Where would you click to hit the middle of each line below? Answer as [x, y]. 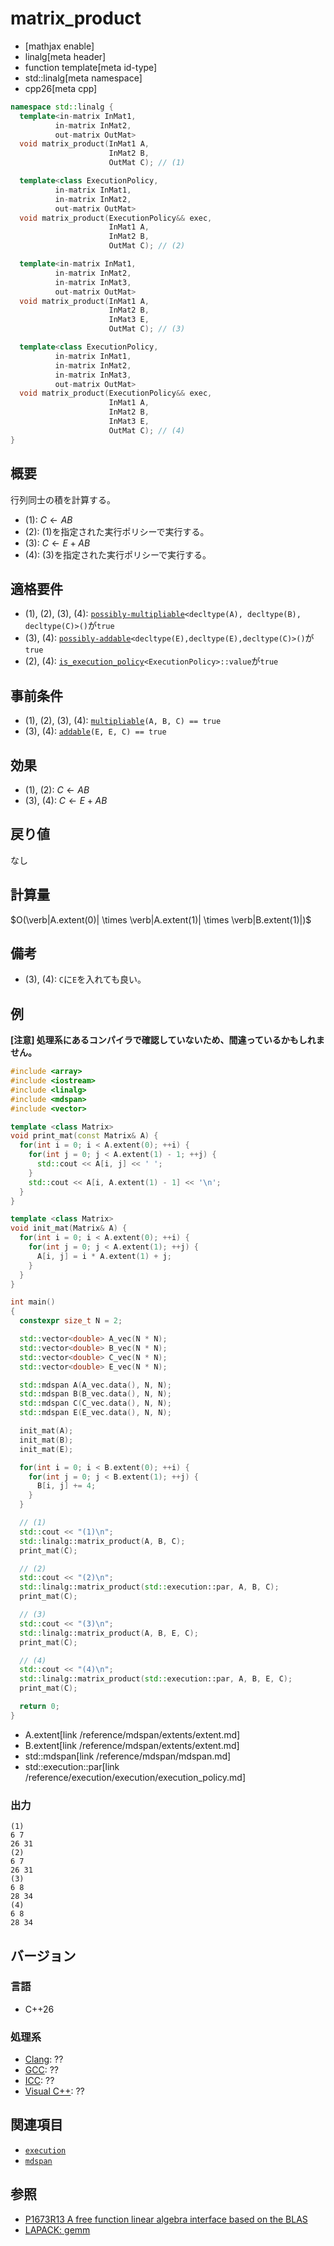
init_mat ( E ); [46, 1449]
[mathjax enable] [59, 46]
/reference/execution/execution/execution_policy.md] [135, 1777]
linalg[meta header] [65, 56]
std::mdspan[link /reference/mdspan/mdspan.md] [128, 1756]
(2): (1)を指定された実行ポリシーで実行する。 [117, 531]
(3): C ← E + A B [57, 543]
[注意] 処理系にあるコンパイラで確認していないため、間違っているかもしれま [167, 1040]
